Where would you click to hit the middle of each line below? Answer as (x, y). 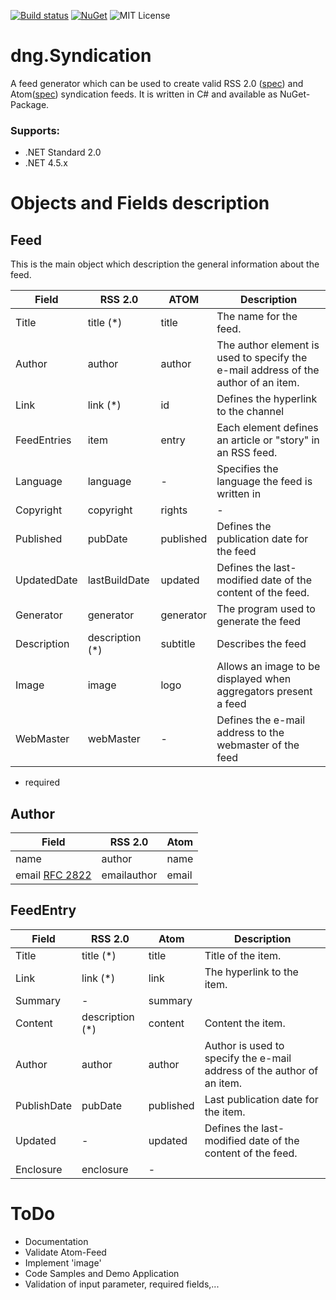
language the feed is (264, 482)
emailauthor (129, 875)
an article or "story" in (268, 440)
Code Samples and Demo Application (102, 1273)
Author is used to (244, 1045)
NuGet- (295, 94)
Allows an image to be (268, 667)
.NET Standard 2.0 (63, 152)
